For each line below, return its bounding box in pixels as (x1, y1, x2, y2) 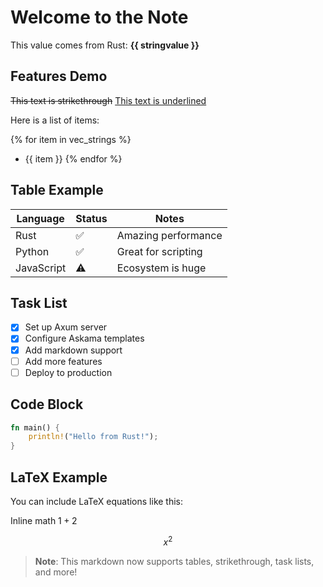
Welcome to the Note (10, 6, 189, 29)
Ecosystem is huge (116, 261, 207, 275)
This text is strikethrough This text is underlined (10, 94, 207, 106)
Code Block (10, 396, 84, 413)
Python (15, 244, 50, 258)
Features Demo (10, 68, 108, 85)
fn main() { (10, 422, 60, 433)
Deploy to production (24, 366, 113, 378)
